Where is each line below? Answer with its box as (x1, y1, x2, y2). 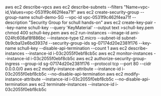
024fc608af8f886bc (5, 35, 46, 41)
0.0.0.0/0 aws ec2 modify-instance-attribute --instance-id (5, 66, 121, 72)
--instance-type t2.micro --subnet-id (46, 35, 121, 41)
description (5, 19, 28, 25)
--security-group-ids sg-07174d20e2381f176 (48, 40, 138, 46)
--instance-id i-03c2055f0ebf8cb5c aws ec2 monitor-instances (25, 50, 153, 56)
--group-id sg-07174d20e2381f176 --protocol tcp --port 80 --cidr (21, 61, 151, 66)
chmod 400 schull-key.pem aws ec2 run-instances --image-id (5, 30, 130, 35)
